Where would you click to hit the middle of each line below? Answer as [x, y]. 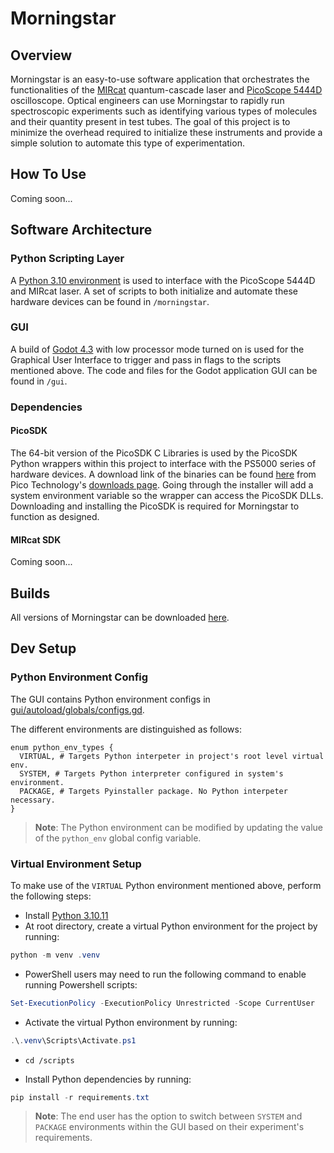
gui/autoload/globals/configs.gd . [77, 709]
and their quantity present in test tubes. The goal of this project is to [150, 121]
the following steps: [51, 896]
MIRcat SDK [36, 539]
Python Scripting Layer [67, 259]
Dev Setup [43, 648]
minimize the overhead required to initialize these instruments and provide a [166, 132]
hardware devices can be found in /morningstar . [110, 301]
